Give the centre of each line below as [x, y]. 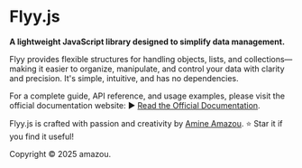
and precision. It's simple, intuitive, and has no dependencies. [124, 78]
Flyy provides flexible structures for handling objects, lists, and [126, 59]
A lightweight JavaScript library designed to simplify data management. [147, 42]
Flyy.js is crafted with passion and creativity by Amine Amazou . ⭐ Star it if [146, 123]
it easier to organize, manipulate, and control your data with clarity [162, 69]
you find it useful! [42, 136]
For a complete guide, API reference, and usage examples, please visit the [147, 96]
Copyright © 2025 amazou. [60, 154]
